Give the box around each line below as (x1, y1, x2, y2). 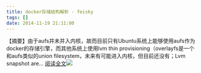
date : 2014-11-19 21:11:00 (6, 20, 75, 26)
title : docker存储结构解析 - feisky (6, 8, 94, 15)
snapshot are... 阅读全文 (6, 60, 67, 67)
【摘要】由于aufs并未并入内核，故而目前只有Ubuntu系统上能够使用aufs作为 (6, 37, 196, 45)
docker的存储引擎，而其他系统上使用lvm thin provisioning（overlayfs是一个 (6, 45, 195, 52)
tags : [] (6, 14, 29, 21)
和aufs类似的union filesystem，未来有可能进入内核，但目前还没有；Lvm (6, 52, 186, 60)
